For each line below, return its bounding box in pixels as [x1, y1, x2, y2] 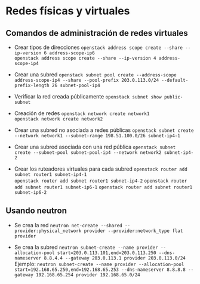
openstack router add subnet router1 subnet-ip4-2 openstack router [14, 178, 187, 184]
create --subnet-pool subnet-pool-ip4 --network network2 [14, 150, 162, 156]
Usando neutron [5, 206, 67, 216]
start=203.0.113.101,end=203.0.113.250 [57, 249, 156, 256]
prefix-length [14, 82, 50, 88]
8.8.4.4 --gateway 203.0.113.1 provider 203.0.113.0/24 [44, 255, 186, 261]
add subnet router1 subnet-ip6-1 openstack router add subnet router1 [14, 184, 193, 190]
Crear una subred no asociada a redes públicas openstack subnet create [14, 126, 194, 134]
